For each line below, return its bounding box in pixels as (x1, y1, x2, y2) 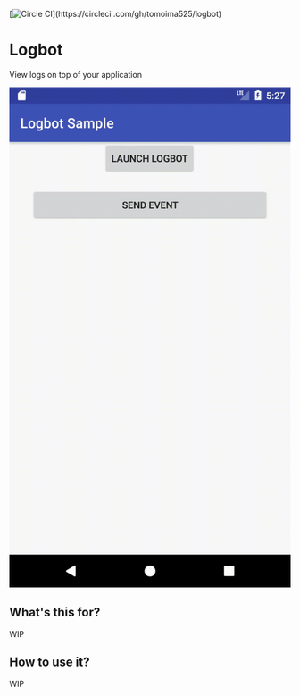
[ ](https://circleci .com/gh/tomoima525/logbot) (9, 9, 222, 19)
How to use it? (9, 655, 90, 670)
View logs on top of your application (9, 69, 143, 80)
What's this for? (9, 605, 101, 620)
